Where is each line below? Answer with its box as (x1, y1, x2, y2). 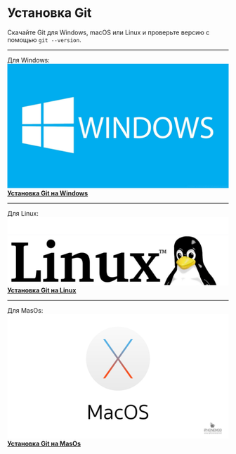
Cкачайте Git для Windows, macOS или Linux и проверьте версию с (7, 28, 210, 37)
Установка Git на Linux (7, 286, 77, 294)
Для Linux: (7, 209, 39, 218)
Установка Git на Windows (7, 189, 88, 197)
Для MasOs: (7, 306, 44, 314)
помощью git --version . (7, 35, 82, 44)
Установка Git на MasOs (7, 439, 81, 448)
